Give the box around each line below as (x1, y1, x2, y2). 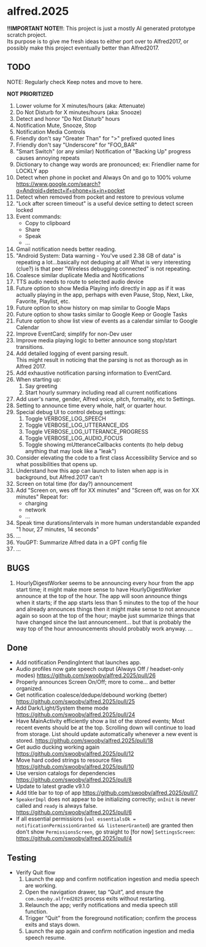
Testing (7, 853, 37, 863)
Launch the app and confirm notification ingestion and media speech (25, 875, 200, 883)
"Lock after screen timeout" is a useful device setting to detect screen (15, 199, 194, 207)
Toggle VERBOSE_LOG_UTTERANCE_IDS (25, 421, 129, 429)
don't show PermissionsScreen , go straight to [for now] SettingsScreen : (15, 828, 196, 835)
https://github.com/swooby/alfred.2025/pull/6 (15, 808, 132, 816)
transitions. (15, 343, 45, 350)
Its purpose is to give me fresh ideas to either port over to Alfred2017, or (7, 37, 189, 45)
